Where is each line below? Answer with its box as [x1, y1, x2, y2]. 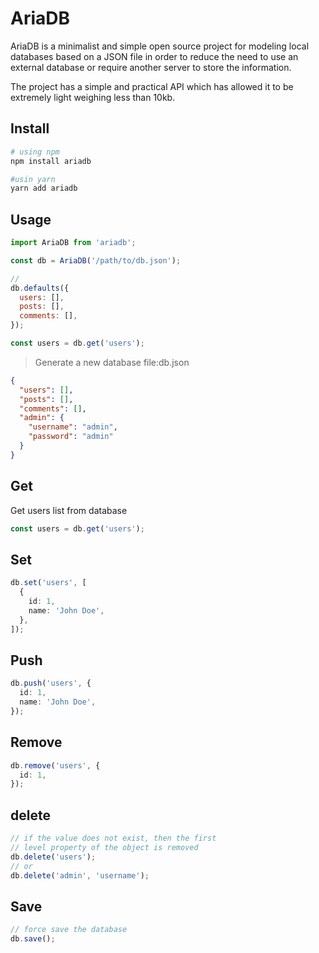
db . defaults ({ [10, 283, 70, 293]
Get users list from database [10, 504, 128, 516]
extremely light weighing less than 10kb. [10, 91, 176, 103]
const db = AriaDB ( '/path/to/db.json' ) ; [10, 255, 182, 266]
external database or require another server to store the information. [10, 61, 292, 73]
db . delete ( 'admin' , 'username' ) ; [10, 870, 150, 881]
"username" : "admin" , [28, 422, 118, 432]
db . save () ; [10, 934, 56, 944]
